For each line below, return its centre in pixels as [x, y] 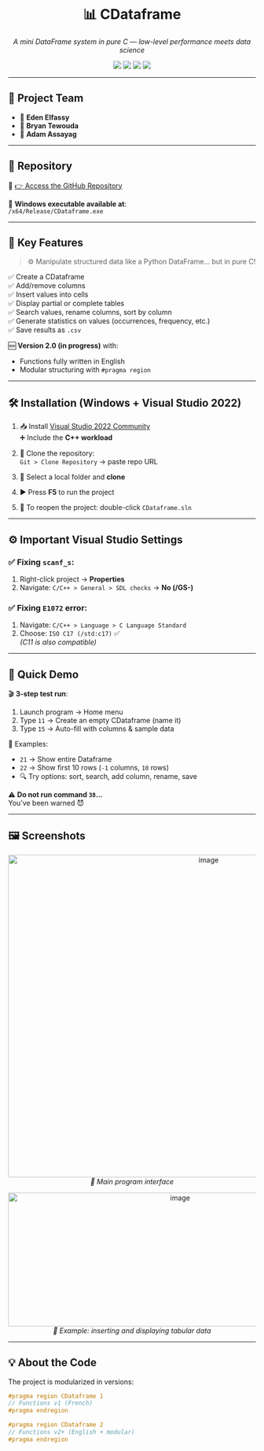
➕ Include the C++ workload [66, 438]
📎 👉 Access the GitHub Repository [66, 186]
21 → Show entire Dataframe [66, 759]
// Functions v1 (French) [50, 1403]
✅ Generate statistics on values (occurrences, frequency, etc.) [109, 321]
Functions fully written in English [72, 361]
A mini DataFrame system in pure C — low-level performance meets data [132, 41]
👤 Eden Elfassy [44, 117]
